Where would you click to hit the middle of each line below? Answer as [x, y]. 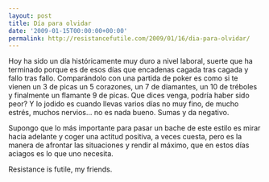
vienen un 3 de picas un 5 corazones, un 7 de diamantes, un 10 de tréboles [133, 87]
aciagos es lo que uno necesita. [61, 154]
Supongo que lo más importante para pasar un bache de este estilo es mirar [134, 128]
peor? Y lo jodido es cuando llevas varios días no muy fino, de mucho [124, 104]
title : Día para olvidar [50, 23]
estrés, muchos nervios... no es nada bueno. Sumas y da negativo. [119, 113]
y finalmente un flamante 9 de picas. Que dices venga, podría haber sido [129, 95]
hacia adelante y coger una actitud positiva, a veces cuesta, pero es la [125, 137]
